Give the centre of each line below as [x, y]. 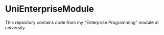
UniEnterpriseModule [49, 9]
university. [15, 27]
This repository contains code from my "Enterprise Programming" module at [82, 22]
